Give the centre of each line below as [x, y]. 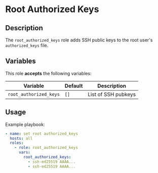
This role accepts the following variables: [49, 73]
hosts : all [21, 138]
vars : [24, 152]
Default [74, 86]
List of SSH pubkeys [112, 94]
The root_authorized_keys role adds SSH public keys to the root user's [79, 40]
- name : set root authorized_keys [42, 134]
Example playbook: [25, 124]
